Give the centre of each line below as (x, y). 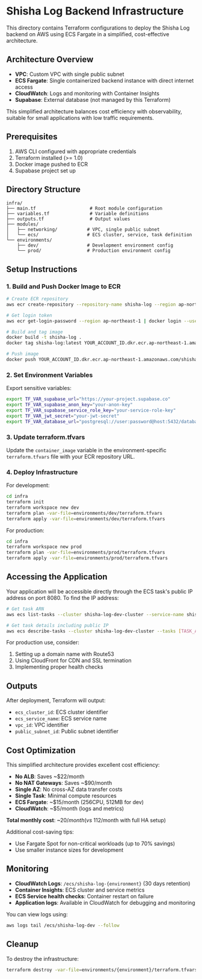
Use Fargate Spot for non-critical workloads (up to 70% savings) (95, 844)
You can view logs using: (37, 914)
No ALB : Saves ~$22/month (50, 776)
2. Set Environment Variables (50, 375)
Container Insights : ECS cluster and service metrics (80, 890)
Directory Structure (44, 189)
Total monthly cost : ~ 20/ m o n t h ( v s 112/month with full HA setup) (86, 820)
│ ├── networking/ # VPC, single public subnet (83, 230)
